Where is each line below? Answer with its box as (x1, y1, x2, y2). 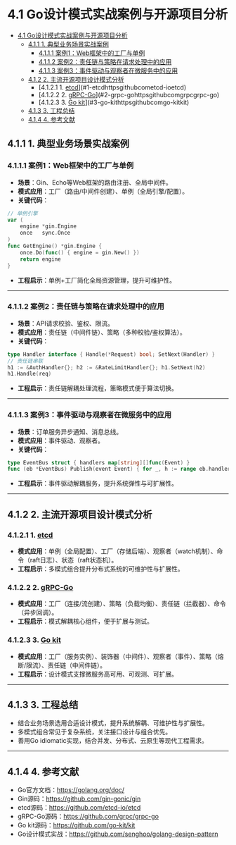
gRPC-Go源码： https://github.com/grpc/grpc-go (17, 812, 159, 821)
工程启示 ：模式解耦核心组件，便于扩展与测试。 (17, 617, 153, 626)
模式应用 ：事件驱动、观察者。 (17, 436, 104, 445)
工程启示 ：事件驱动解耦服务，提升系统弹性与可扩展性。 (17, 479, 178, 488)
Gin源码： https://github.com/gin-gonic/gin (17, 794, 141, 803)
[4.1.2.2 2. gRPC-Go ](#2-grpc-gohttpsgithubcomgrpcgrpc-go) (38, 90, 220, 99)
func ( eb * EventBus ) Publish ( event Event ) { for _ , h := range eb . (7, 466, 209, 473)
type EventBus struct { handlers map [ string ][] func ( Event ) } (7, 459, 190, 466)
